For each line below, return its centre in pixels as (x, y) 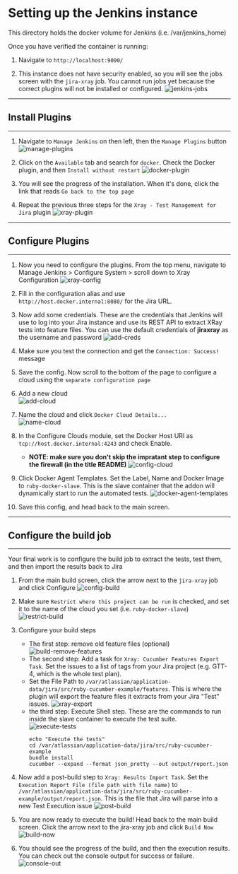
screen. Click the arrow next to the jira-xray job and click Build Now (116, 827)
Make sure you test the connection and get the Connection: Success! (119, 350)
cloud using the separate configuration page (84, 379)
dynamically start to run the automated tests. (83, 493)
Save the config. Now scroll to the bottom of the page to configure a (118, 372)
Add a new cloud (43, 393)
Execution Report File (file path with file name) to (98, 785)
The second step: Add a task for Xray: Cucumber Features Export (124, 659)
